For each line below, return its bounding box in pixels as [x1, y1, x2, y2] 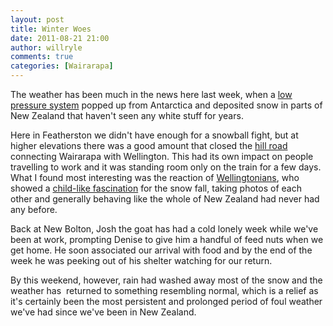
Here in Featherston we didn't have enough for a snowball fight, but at [10, 129, 299, 141]
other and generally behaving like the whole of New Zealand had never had [10, 193, 320, 205]
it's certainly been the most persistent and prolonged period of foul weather [10, 296, 323, 307]
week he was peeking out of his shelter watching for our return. [10, 255, 273, 266]
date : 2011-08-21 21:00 [10, 33, 110, 43]
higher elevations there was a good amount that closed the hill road [10, 140, 288, 151]
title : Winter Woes [10, 24, 92, 34]
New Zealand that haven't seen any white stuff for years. [10, 110, 244, 121]
